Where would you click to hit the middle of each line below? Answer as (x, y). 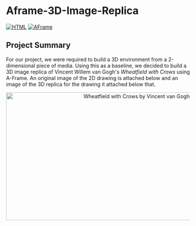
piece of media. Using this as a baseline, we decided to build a (111, 65)
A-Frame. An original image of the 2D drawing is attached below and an (92, 78)
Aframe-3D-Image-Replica (72, 11)
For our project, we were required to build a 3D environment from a (87, 59)
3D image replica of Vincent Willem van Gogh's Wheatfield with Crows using (98, 72)
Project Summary (38, 45)
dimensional (21, 65)
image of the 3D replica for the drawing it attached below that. (81, 84)
